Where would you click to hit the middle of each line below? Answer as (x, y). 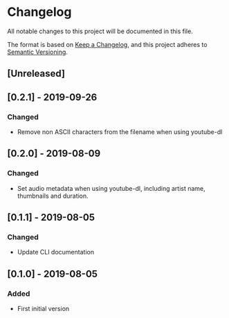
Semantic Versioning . (37, 52)
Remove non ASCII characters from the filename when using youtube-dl (120, 132)
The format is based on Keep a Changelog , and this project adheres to (107, 44)
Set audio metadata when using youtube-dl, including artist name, (111, 188)
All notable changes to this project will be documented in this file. (100, 31)
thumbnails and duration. (53, 196)
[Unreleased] (36, 74)
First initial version (43, 309)
